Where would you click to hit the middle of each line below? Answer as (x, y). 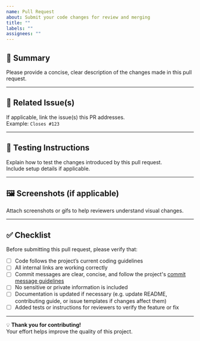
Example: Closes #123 (33, 123)
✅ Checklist (29, 235)
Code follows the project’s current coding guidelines (79, 261)
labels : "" (20, 28)
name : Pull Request (30, 12)
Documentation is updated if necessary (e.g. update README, (91, 294)
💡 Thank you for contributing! (44, 324)
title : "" (18, 23)
